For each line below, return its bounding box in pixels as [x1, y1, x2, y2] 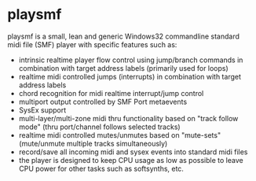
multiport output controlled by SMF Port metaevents [18, 97, 188, 106]
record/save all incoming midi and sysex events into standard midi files [18, 147, 248, 157]
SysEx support [18, 105, 67, 115]
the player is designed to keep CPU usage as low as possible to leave [18, 155, 244, 164]
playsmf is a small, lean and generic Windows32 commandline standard [7, 31, 240, 41]
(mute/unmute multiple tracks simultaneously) [18, 139, 168, 148]
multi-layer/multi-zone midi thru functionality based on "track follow [18, 113, 239, 123]
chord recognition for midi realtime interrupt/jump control [18, 88, 204, 98]
